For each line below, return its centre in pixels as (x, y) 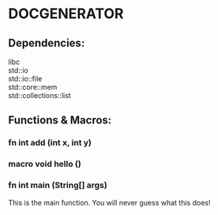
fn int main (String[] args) (58, 185)
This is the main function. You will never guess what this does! (109, 202)
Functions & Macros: (60, 121)
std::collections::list (39, 95)
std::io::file (25, 79)
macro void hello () (45, 164)
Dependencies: (47, 43)
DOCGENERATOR (66, 14)
